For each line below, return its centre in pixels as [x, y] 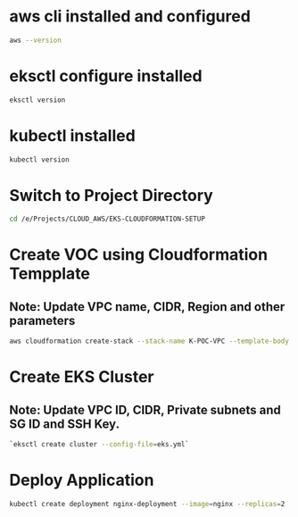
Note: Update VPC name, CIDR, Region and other [147, 307]
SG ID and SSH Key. [65, 424]
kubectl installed [72, 135]
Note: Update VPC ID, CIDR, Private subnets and [145, 409]
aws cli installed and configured [130, 17]
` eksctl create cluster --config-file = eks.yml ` [99, 445]
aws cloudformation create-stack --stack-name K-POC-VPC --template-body [149, 341]
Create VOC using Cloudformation [139, 255]
